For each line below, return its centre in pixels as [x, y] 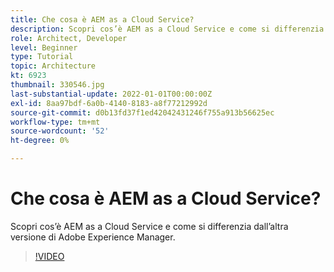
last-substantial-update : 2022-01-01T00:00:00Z [111, 94]
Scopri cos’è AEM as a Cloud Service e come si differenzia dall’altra [149, 226]
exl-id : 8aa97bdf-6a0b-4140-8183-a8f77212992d [109, 103]
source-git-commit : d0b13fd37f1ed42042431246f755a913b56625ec [142, 112]
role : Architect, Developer [69, 38]
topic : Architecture [53, 66]
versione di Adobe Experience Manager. [93, 237]
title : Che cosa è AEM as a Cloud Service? [102, 19]
